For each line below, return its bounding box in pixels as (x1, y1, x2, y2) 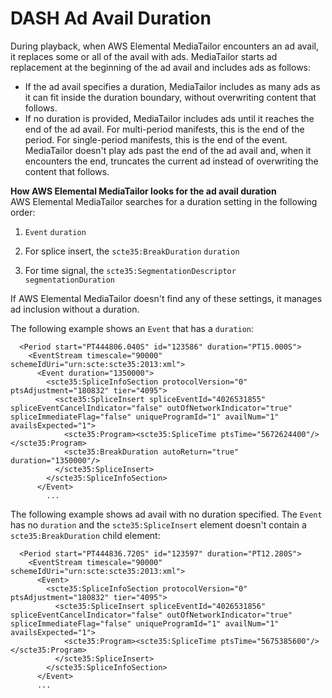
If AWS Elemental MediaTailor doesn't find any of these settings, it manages (10, 292, 323, 304)
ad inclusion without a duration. (10, 303, 140, 315)
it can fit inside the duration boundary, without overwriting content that (24, 91, 317, 103)
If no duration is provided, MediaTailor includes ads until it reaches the (24, 112, 315, 124)
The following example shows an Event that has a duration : (10, 322, 255, 334)
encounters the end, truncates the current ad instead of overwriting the (24, 155, 319, 167)
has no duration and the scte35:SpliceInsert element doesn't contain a (10, 518, 307, 531)
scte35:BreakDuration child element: (10, 529, 161, 541)
